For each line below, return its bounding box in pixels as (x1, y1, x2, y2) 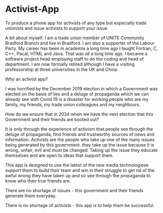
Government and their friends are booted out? (5, 116, 99, 122)
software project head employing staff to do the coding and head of (5, 56, 144, 62)
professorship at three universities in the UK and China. (5, 66, 118, 72)
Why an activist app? (5, 76, 48, 82)
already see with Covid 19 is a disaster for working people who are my (5, 96, 149, 102)
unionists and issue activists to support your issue (5, 25, 108, 31)
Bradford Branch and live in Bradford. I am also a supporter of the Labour (5, 40, 155, 46)
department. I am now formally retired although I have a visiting (5, 61, 135, 67)
